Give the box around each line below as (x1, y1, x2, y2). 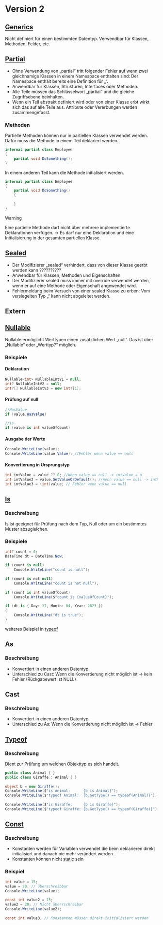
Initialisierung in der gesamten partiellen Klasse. (5, 235, 101, 241)
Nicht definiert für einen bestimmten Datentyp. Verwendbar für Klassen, (5, 36, 149, 41)
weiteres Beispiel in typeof (5, 626, 58, 632)
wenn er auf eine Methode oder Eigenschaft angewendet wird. (12, 283, 137, 289)
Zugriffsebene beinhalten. (12, 94, 64, 99)
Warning (5, 215, 22, 221)
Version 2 (5, 3, 45, 15)
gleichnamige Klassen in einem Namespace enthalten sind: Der (12, 73, 139, 79)
